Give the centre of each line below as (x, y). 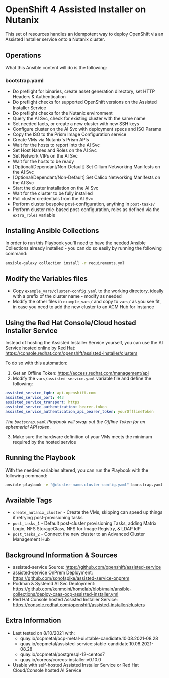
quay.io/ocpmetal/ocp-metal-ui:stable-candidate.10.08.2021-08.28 (89, 638)
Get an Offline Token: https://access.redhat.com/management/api (81, 373)
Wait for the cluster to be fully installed (53, 193)
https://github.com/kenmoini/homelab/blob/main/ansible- (72, 589)
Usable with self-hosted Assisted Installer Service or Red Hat (76, 665)
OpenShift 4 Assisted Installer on (76, 9)
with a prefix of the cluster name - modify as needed (67, 296)
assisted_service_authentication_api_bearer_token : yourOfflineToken (80, 412)
